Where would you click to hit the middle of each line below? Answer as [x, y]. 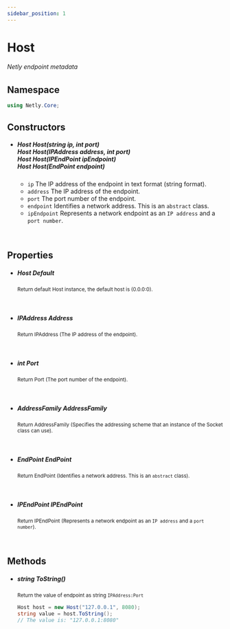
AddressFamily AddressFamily [62, 408]
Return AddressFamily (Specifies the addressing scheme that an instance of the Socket [120, 424]
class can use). [35, 430]
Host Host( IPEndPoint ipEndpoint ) [67, 159]
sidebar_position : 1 [37, 13]
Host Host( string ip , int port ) [58, 144]
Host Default [36, 273]
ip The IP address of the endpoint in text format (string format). [117, 184]
